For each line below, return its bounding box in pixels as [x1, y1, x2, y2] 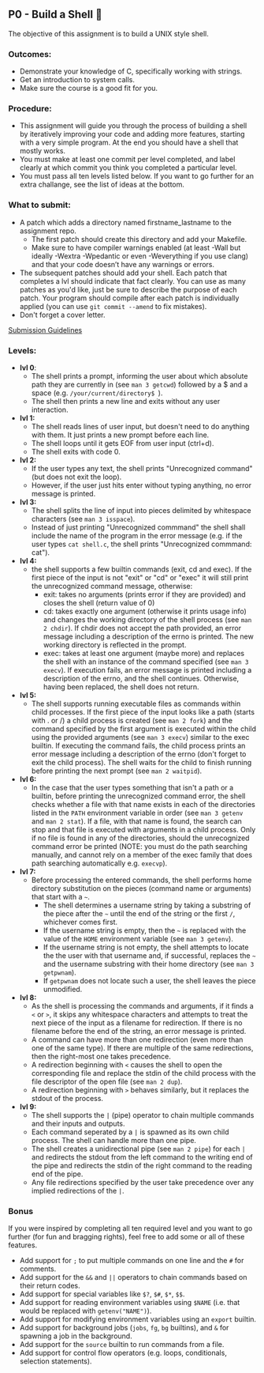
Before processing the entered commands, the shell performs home [31, 875, 252, 885]
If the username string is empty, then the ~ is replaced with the [43, 926, 247, 935]
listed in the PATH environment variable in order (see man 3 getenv [31, 808, 244, 817]
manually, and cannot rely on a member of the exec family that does [31, 851, 253, 859]
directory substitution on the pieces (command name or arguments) [31, 884, 252, 893]
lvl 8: [19, 993, 37, 1002]
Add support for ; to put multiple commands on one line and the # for [19, 1256, 244, 1265]
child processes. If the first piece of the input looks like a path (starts [31, 707, 255, 716]
